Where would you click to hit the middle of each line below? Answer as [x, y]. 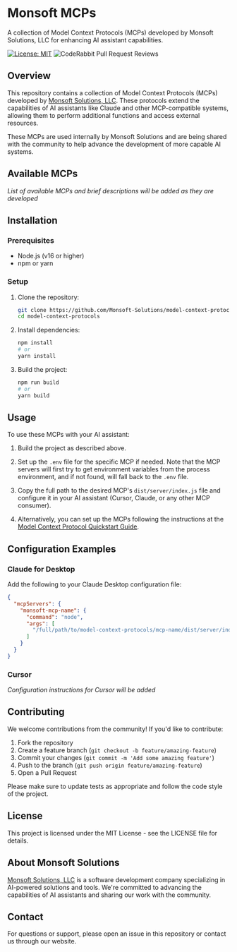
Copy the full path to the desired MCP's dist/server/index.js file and [119, 490]
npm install [35, 343]
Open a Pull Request [47, 772]
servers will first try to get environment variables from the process [114, 469]
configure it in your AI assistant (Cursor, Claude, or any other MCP [114, 498]
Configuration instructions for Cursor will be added [81, 690]
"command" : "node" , [54, 617]
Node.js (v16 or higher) [51, 256]
